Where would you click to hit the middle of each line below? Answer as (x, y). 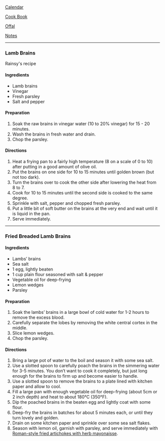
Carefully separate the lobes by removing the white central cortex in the (85, 323)
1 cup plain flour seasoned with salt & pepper (58, 275)
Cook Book (16, 16)
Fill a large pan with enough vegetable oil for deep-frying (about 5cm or (85, 392)
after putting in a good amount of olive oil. (55, 166)
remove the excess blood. (38, 317)
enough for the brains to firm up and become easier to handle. (75, 376)
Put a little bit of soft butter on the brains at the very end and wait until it (85, 208)
